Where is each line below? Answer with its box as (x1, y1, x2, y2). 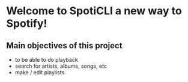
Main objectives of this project (6, 40, 123, 51)
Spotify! (6, 17, 47, 30)
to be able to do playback (14, 56, 78, 63)
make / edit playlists (14, 69, 65, 75)
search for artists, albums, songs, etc (14, 62, 107, 70)
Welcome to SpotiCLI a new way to (6, 4, 182, 18)
